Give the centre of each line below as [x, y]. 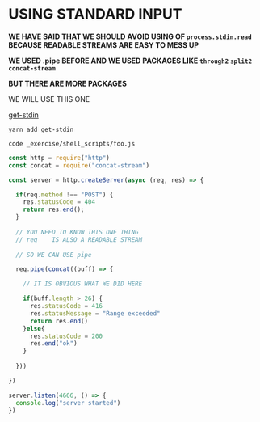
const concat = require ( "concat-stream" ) [79, 165]
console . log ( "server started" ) [68, 403]
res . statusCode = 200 [66, 336]
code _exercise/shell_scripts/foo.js [72, 143]
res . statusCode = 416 [66, 306]
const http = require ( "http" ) [59, 158]
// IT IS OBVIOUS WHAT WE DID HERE [83, 284]
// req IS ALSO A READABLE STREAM [79, 239]
